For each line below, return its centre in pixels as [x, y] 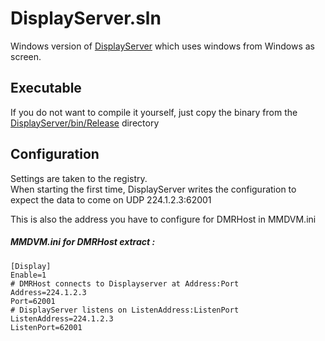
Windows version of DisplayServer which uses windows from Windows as [163, 46]
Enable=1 [28, 275]
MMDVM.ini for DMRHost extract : [83, 242]
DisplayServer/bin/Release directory [85, 123]
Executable [46, 88]
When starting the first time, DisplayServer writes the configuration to [153, 189]
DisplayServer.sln [86, 18]
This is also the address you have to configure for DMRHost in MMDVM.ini [163, 219]
